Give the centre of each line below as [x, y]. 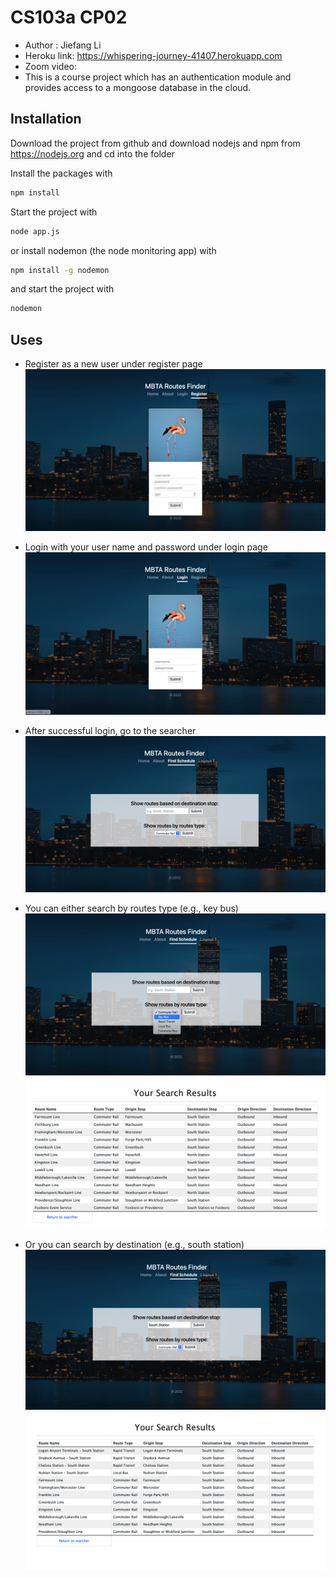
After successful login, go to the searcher [110, 731]
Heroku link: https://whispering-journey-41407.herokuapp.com [153, 55]
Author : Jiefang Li [63, 45]
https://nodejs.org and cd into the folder [92, 153]
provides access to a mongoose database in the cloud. [138, 87]
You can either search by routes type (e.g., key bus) [131, 908]
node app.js [35, 231]
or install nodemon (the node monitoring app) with [113, 250]
